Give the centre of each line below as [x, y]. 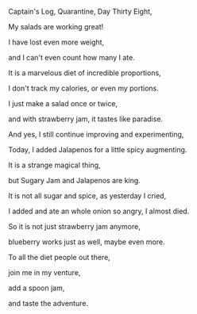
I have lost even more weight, [56, 42]
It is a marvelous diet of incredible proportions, [85, 73]
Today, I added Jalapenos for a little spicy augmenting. [98, 149]
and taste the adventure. [48, 303]
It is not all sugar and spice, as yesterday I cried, [87, 196]
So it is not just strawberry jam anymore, [74, 226]
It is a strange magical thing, [54, 165]
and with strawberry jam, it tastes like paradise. [86, 119]
